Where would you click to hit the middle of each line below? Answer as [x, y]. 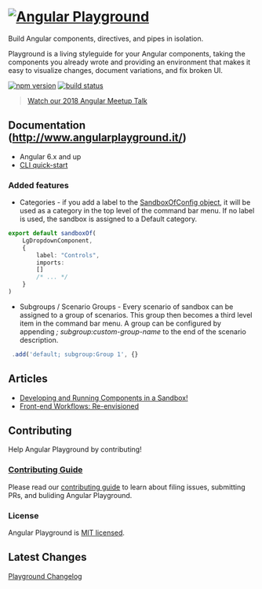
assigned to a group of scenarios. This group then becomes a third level [136, 314]
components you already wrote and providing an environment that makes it [129, 62]
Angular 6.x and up [50, 156]
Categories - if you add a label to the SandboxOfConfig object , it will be [135, 202]
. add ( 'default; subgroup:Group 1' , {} [75, 354]
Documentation [47, 125]
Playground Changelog [45, 576]
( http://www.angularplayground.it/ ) [97, 138]
